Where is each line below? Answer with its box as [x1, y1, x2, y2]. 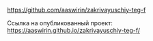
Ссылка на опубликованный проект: [7, 19, 113, 27]
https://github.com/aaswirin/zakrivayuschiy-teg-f [7, 6, 146, 14]
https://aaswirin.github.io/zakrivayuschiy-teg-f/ [7, 27, 141, 34]
